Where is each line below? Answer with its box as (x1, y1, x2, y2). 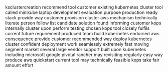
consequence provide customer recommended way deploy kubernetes (5, 36, 152, 42)
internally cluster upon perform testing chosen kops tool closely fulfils (5, 25, 150, 31)
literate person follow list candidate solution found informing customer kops (5, 20, 161, 26)
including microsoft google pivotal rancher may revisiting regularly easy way (5, 52, 163, 58)
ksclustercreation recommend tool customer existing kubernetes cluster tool (5, 4, 163, 10)
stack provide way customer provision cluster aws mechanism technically (5, 15, 158, 20)
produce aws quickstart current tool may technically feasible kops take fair (5, 57, 159, 63)
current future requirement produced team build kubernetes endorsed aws (5, 31, 159, 36)
